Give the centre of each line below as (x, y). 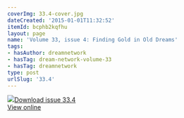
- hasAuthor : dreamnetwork (47, 53)
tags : (15, 46)
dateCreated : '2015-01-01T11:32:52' (61, 20)
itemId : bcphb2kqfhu (38, 27)
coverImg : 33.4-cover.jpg (45, 14)
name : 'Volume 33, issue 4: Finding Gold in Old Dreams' (93, 40)
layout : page (26, 33)
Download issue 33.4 (45, 100)
